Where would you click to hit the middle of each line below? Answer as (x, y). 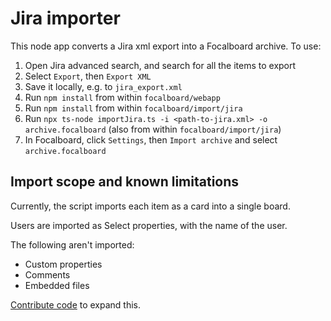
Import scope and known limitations (125, 182)
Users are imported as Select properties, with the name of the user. (149, 225)
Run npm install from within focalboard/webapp (122, 97)
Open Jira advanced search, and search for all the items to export (160, 65)
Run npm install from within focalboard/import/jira (133, 108)
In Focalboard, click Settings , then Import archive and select (151, 139)
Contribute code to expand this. (76, 304)
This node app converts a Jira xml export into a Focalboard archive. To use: (166, 46)
